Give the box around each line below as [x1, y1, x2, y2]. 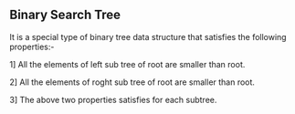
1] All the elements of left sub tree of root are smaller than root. [9, 58, 246, 69]
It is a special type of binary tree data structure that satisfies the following [9, 31, 287, 42]
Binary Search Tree [9, 7, 121, 23]
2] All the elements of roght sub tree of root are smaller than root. [9, 77, 256, 88]
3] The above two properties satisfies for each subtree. [9, 94, 217, 105]
